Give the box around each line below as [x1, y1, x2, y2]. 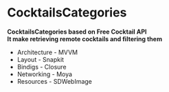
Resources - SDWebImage [16, 77, 93, 85]
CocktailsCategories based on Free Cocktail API [7, 27, 147, 36]
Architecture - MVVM [16, 48, 78, 56]
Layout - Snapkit [16, 55, 64, 63]
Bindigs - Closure [16, 62, 67, 71]
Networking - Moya [16, 70, 73, 78]
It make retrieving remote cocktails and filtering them [7, 34, 163, 43]
